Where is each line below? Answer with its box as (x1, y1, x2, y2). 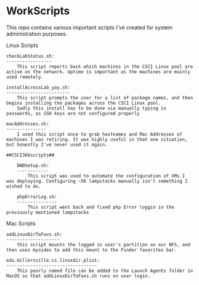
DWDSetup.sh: (17, 162, 49, 168)
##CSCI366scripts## (6, 152, 55, 158)
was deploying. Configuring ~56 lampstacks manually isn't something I (6, 178, 188, 184)
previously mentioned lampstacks (6, 209, 89, 215)
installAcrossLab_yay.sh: (6, 84, 70, 90)
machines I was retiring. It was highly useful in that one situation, (6, 136, 188, 142)
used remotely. (6, 74, 44, 80)
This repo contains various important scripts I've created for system (6, 24, 173, 31)
